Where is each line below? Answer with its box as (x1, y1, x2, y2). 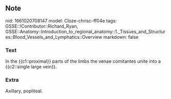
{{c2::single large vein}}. (5, 64, 57, 70)
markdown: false (103, 34, 139, 40)
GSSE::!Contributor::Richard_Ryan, (5, 23, 79, 29)
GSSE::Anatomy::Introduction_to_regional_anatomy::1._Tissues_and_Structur (5, 28, 166, 35)
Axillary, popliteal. (5, 88, 43, 94)
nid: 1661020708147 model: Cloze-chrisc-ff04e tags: (5, 17, 117, 23)
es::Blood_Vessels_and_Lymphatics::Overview (5, 34, 103, 40)
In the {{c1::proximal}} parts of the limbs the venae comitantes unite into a (5, 58, 161, 64)
